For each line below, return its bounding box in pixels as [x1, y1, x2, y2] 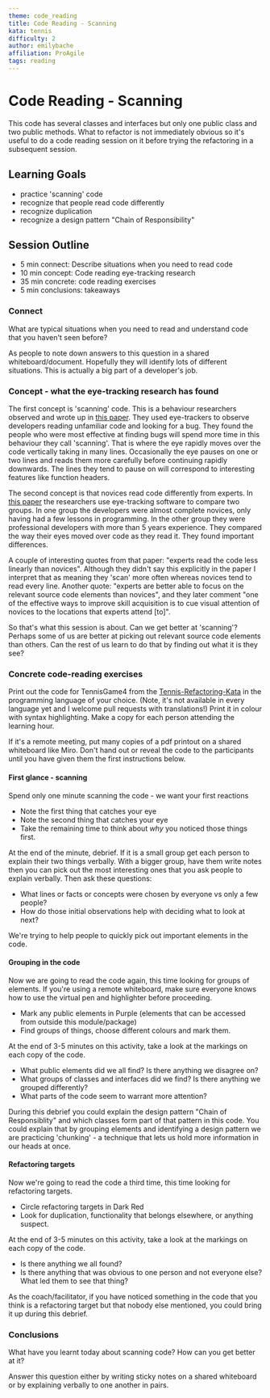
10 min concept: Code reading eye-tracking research [19, 268, 196, 278]
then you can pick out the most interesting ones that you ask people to [8, 865, 243, 874]
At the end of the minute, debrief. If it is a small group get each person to [8, 848, 250, 857]
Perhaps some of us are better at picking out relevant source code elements [8, 631, 261, 641]
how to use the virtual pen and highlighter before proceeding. [8, 992, 212, 1002]
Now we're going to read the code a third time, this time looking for [8, 1177, 231, 1187]
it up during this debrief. [8, 1308, 89, 1318]
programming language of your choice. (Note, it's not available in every [8, 696, 245, 705]
